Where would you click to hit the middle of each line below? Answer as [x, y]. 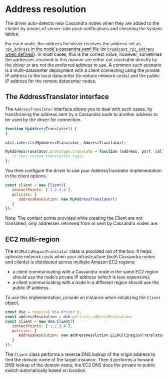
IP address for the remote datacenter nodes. [51, 81]
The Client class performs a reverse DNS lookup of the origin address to [80, 354]
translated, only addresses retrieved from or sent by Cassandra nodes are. [82, 223]
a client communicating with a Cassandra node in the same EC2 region [85, 272]
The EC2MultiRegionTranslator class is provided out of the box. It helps [78, 251]
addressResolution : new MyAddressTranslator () [68, 199]
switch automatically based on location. [46, 370]
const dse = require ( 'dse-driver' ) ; [43, 312]
